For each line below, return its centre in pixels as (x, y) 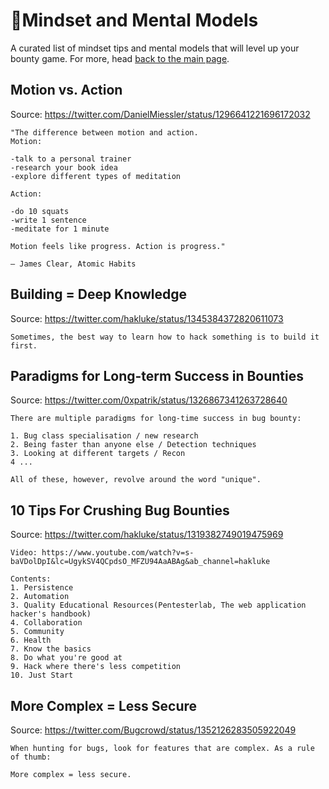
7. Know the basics (51, 649)
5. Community (37, 632)
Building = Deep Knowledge (99, 294)
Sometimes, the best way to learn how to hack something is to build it (165, 337)
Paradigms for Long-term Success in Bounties (157, 375)
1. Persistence (42, 588)
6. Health (31, 640)
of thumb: (31, 757)
